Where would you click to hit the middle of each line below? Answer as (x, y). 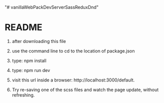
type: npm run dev (31, 70)
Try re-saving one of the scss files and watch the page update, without (85, 89)
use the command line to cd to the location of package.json (73, 51)
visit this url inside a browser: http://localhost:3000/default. (73, 80)
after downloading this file (39, 41)
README (24, 27)
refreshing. (23, 95)
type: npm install (29, 60)
